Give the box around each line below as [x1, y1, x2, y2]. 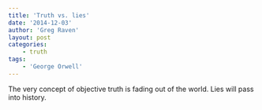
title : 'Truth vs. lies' [8, 11, 90, 20]
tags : [8, 56, 26, 64]
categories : [8, 41, 47, 49]
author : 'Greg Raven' [8, 26, 80, 34]
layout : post [8, 33, 51, 42]
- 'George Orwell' [22, 63, 83, 71]
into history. [8, 92, 47, 102]
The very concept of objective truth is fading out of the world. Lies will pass [8, 84, 254, 93]
